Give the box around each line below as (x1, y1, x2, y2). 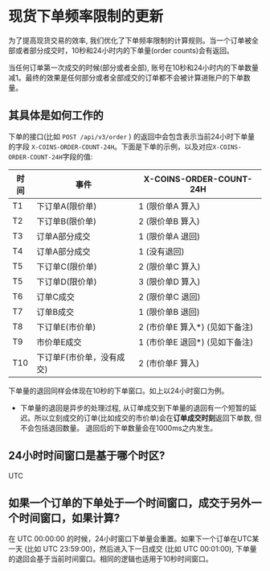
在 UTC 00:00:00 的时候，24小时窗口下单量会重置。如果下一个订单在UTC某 (8, 534, 260, 544)
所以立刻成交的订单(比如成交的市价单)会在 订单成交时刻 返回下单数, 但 (34, 412, 262, 423)
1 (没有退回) (137, 246, 185, 257)
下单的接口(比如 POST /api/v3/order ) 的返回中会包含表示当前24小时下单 (8, 131, 248, 141)
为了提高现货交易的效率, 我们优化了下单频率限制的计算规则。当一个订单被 (8, 35, 252, 45)
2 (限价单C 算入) (137, 261, 201, 272)
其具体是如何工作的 (8, 109, 104, 122)
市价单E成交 (35, 336, 82, 347)
